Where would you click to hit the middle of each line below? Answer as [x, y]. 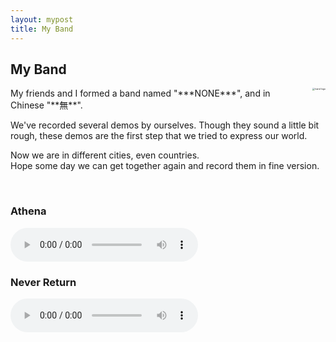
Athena [28, 211]
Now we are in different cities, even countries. [105, 155]
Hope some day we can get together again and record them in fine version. [165, 166]
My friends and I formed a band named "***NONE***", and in [140, 93]
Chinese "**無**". [46, 105]
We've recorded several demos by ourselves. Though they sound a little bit [165, 125]
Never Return [43, 282]
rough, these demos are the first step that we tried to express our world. [159, 136]
